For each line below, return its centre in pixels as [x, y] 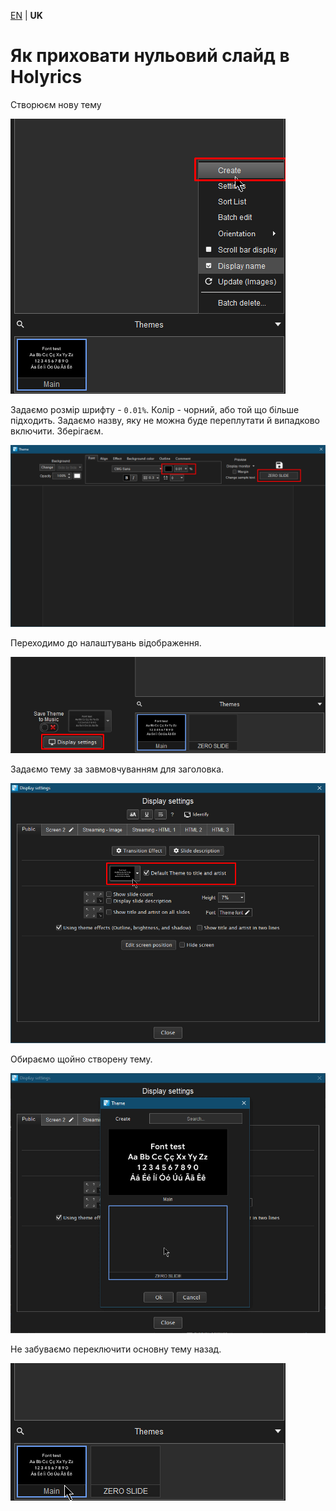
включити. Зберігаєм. [57, 431]
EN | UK [26, 15]
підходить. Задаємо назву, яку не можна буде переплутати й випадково [165, 420]
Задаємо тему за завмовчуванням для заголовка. [117, 769]
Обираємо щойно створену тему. [81, 1059]
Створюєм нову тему [56, 104]
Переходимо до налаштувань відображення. [106, 643]
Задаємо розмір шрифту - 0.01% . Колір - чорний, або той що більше [155, 409]
